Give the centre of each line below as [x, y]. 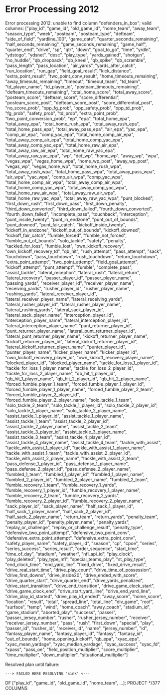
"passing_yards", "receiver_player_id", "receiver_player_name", [70, 283]
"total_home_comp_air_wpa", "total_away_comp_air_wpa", [64, 182]
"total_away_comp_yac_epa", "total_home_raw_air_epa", [62, 145]
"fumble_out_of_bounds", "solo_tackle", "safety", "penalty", [66, 240]
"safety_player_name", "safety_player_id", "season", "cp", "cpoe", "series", [82, 543]
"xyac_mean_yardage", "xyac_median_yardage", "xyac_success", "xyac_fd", [83, 644]
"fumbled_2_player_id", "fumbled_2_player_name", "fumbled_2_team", [77, 479]
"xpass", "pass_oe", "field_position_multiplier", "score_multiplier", [72, 649]
